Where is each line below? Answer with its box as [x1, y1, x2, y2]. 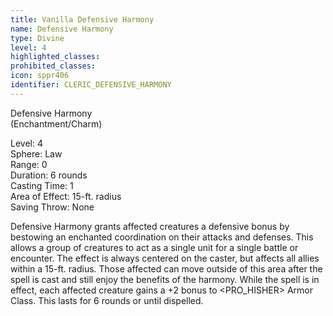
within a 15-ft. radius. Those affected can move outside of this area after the [10, 262, 323, 275]
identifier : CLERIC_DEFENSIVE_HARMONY [10, 80, 172, 90]
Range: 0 [10, 158, 48, 170]
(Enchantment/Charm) [10, 117, 103, 130]
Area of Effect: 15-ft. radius [10, 190, 122, 202]
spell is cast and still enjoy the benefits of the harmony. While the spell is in [10, 273, 320, 285]
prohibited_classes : [10, 61, 97, 71]
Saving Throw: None [10, 201, 95, 213]
